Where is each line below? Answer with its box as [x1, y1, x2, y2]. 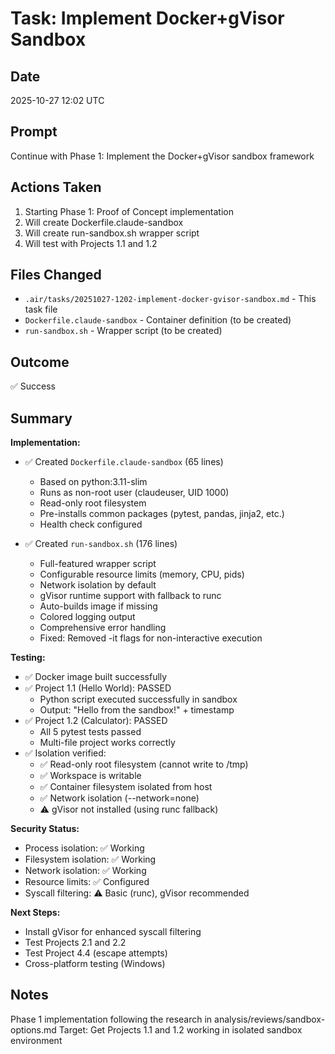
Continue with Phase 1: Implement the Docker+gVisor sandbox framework [10, 150, 315, 162]
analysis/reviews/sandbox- [214, 1013, 326, 1025]
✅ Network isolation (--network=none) [39, 792, 200, 804]
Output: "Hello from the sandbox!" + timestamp [39, 704, 235, 716]
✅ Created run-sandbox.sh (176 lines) [24, 538, 178, 550]
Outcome [10, 353, 70, 371]
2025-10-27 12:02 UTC [10, 95, 105, 106]
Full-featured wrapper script [39, 558, 157, 570]
